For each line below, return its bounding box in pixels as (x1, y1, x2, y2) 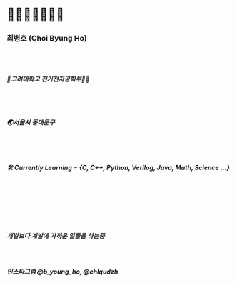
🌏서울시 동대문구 (6, 118, 55, 127)
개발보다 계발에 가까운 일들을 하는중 (6, 232, 105, 240)
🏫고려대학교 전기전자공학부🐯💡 (6, 75, 90, 84)
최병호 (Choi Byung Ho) (6, 34, 87, 44)
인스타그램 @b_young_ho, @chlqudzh (6, 267, 118, 276)
